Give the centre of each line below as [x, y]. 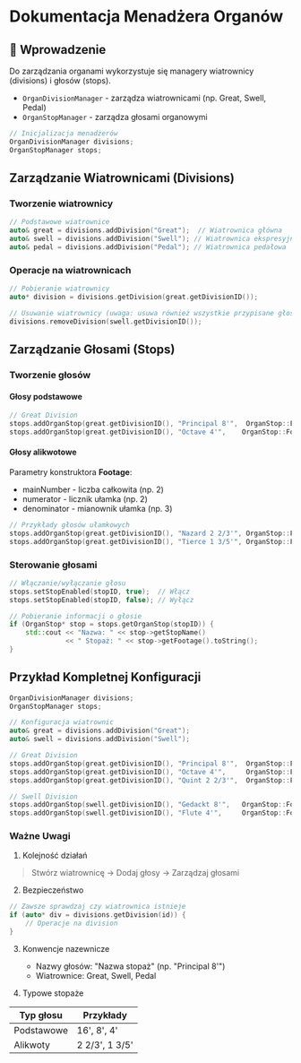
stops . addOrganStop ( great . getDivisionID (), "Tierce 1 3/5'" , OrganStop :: [150, 541]
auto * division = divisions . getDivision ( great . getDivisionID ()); [133, 297]
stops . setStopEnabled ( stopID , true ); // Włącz [100, 592]
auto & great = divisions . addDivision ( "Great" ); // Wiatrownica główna [146, 230]
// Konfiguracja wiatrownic [62, 722]
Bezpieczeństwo [53, 890]
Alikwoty [32, 1044]
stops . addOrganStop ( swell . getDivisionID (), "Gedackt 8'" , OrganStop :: [148, 805]
